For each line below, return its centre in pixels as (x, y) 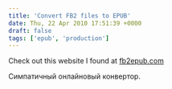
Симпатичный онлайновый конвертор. (74, 76)
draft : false (30, 30)
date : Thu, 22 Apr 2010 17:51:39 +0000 (75, 23)
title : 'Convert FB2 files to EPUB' (70, 16)
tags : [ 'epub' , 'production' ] (59, 38)
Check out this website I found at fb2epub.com (86, 61)
